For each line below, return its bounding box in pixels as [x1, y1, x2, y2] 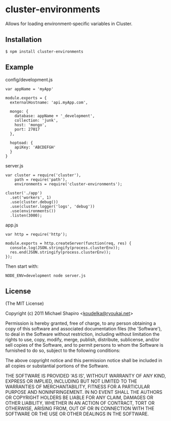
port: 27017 [14, 127, 40, 132]
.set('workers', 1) [10, 195, 52, 200]
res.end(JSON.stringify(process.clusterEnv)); [10, 249, 111, 255]
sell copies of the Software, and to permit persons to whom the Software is [5, 342, 164, 348]
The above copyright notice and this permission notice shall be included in [5, 357, 162, 364]
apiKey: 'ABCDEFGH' [14, 144, 56, 150]
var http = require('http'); [5, 231, 68, 237]
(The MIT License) [5, 301, 45, 307]
